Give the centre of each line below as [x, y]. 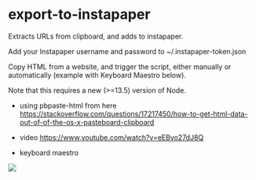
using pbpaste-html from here [68, 105]
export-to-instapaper [79, 15]
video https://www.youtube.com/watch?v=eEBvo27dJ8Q [112, 137]
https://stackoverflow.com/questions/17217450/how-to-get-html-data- [133, 114]
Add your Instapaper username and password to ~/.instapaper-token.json [127, 51]
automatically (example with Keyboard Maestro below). [97, 75]
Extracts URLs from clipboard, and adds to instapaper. [96, 36]
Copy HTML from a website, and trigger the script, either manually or [120, 66]
